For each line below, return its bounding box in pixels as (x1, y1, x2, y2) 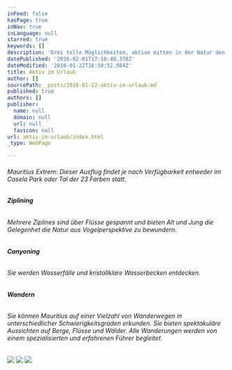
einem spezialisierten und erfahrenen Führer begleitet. (7, 334, 163, 342)
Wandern (7, 290, 35, 298)
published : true (7, 88, 54, 95)
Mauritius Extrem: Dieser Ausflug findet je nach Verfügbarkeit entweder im (7, 167, 222, 176)
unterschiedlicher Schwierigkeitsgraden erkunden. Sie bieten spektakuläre (7, 319, 221, 327)
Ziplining (7, 196, 33, 205)
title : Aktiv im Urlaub (7, 68, 76, 75)
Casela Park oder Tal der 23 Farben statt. (7, 175, 127, 183)
